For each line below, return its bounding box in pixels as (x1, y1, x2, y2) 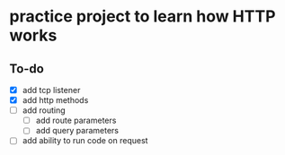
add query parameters (35, 125, 120, 136)
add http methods (22, 95, 89, 106)
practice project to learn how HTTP (9, 6, 276, 27)
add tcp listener (22, 85, 81, 95)
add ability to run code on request (22, 135, 148, 146)
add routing (22, 105, 66, 116)
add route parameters (35, 115, 117, 126)
